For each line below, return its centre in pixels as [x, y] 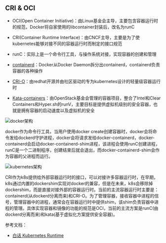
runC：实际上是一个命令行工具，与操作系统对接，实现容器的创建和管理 [84, 54]
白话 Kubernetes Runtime [38, 235]
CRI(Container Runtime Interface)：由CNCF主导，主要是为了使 [76, 37]
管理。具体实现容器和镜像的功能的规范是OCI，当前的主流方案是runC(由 [86, 208]
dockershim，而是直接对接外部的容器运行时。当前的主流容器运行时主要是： [82, 190]
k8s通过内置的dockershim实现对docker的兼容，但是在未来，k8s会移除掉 [79, 183]
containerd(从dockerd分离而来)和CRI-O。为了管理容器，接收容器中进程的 [80, 195]
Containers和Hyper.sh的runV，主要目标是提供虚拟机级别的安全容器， [83, 104]
